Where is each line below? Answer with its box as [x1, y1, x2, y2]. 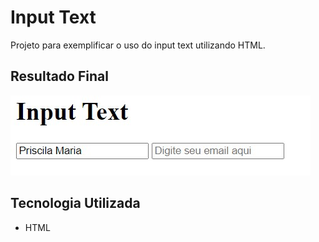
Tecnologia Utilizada [10, 195, 141, 212]
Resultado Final [10, 68, 109, 85]
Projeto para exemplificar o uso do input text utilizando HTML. [10, 39, 266, 51]
